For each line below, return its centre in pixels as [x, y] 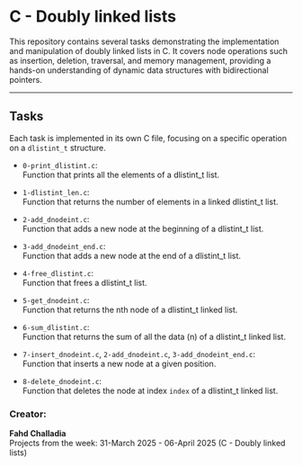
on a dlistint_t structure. [58, 148]
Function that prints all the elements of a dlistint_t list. [121, 175]
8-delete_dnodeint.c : [62, 381]
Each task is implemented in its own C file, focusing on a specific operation [148, 138]
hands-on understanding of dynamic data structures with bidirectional [139, 70]
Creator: [28, 414]
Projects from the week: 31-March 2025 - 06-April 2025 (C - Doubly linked [147, 444]
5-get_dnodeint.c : [56, 300]
